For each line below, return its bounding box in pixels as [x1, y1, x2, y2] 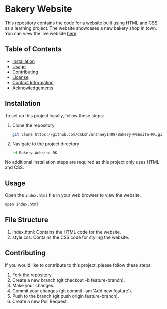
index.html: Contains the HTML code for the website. [12, 229, 121, 235]
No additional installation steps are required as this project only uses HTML [5, 159, 160, 165]
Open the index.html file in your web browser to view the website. [5, 192, 141, 198]
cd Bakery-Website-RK [12, 151, 57, 155]
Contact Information [12, 79, 54, 85]
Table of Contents [5, 45, 62, 53]
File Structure [5, 216, 48, 224]
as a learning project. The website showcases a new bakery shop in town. [5, 25, 157, 31]
